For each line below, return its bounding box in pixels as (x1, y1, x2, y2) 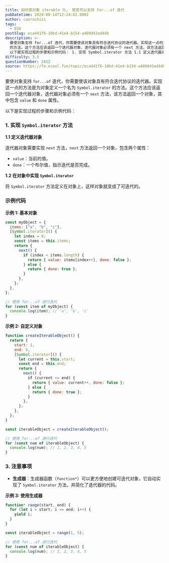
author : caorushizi (5, 17, 46, 22)
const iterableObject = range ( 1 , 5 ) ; (5, 530, 84, 535)
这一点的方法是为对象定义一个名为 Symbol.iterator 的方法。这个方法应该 (5, 84, 156, 91)
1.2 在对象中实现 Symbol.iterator (5, 173, 74, 179)
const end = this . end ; (18, 362, 66, 367)
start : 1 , (14, 342, 35, 347)
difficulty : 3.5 (5, 54, 39, 60)
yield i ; (14, 512, 33, 517)
